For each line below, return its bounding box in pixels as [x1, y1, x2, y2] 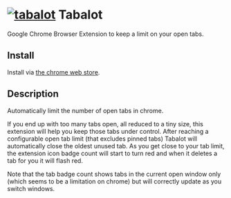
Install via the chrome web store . [7, 68, 100, 76]
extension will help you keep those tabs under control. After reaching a [7, 127, 209, 135]
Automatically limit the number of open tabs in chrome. [7, 106, 164, 115]
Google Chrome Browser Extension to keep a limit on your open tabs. [7, 30, 204, 38]
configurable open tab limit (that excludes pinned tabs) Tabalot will [7, 135, 197, 143]
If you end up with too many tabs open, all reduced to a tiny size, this [7, 119, 204, 128]
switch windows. [7, 184, 55, 192]
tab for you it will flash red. [7, 156, 83, 165]
